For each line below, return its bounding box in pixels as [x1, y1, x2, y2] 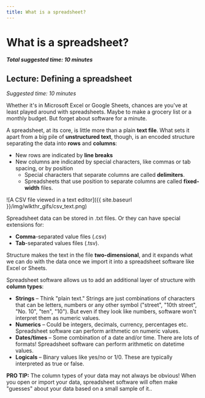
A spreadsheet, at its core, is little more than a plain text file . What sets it [6, 127, 190, 134]
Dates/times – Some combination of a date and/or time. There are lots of [15, 334, 199, 341]
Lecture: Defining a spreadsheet [6, 73, 132, 84]
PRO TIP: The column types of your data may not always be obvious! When [6, 372, 196, 380]
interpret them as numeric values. [15, 314, 100, 322]
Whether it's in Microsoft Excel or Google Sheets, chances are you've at [6, 102, 188, 109]
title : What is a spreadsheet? [6, 9, 86, 15]
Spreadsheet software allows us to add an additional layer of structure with [6, 276, 196, 284]
